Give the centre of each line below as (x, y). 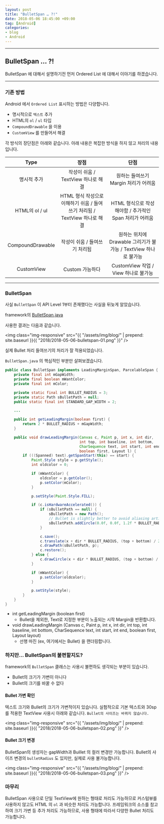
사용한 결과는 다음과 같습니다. (33, 325)
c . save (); (50, 536)
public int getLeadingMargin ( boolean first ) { (62, 419)
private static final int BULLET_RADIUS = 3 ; (61, 392)
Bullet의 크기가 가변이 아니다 (39, 677)
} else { (40, 555)
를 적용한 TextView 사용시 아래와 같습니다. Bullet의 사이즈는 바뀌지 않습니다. (77, 713)
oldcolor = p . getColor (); (66, 478)
